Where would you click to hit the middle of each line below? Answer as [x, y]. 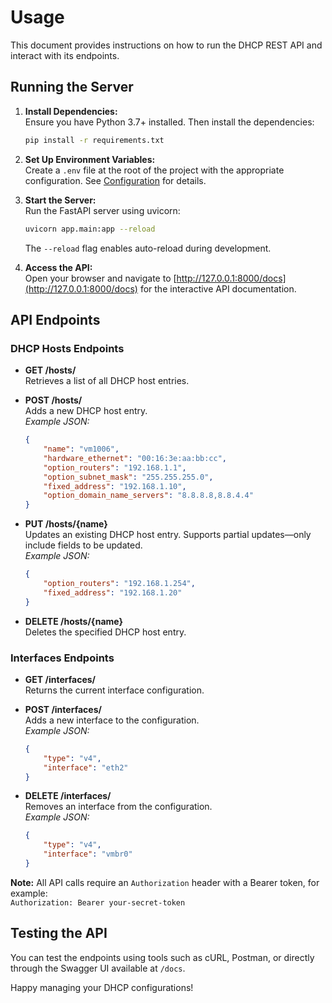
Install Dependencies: [71, 111]
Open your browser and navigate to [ [100, 278]
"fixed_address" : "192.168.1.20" [113, 592]
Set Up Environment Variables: [90, 159]
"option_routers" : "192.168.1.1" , [115, 467]
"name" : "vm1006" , [81, 449]
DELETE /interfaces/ [68, 796]
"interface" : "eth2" [86, 767]
